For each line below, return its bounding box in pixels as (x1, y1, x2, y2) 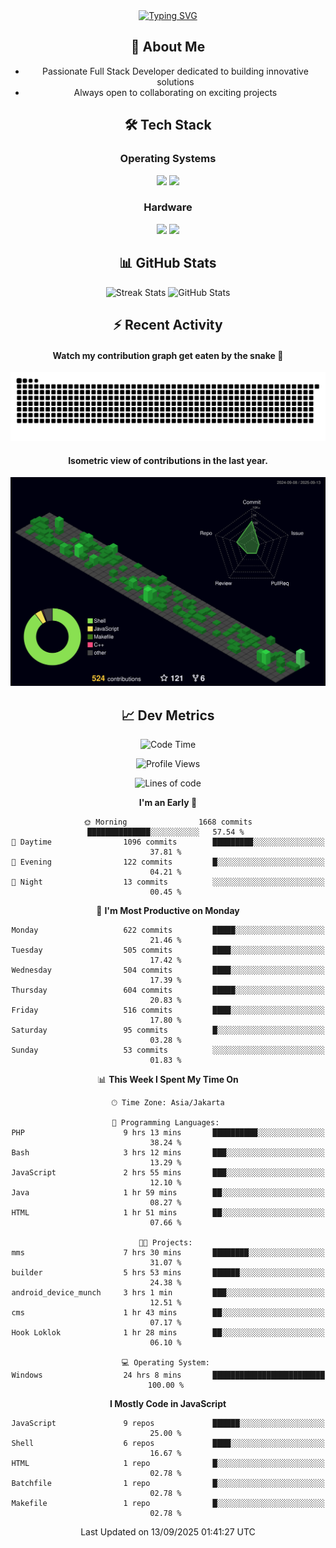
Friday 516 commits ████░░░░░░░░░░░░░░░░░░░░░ (11, 1005, 325, 1016)
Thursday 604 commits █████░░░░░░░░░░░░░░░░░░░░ (11, 985, 325, 996)
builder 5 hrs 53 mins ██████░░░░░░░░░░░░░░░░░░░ (11, 1268, 325, 1278)
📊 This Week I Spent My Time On (97, 1074, 239, 1086)
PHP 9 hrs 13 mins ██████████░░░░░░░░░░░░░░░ (11, 1128, 325, 1138)
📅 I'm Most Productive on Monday (96, 905, 240, 917)
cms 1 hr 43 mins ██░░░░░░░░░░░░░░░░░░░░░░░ (11, 1308, 325, 1318)
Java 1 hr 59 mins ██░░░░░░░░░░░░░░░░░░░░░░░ (11, 1188, 325, 1198)
